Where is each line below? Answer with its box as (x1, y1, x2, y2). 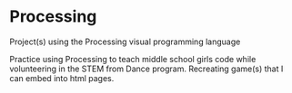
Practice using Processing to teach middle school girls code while (9, 53, 257, 64)
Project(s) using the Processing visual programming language (9, 36, 241, 47)
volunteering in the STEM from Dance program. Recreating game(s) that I (9, 63, 284, 74)
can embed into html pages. (9, 72, 115, 83)
